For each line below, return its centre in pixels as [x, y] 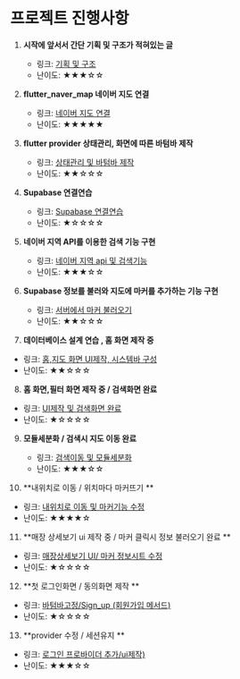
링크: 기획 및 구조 [66, 64]
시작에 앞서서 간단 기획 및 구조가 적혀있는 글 [98, 45]
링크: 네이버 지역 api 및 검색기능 [92, 260]
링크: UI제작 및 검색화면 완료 [72, 408]
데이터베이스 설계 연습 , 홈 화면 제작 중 [88, 340]
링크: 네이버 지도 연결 [73, 113]
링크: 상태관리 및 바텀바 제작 [85, 162]
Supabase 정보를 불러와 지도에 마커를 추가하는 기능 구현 [120, 291]
